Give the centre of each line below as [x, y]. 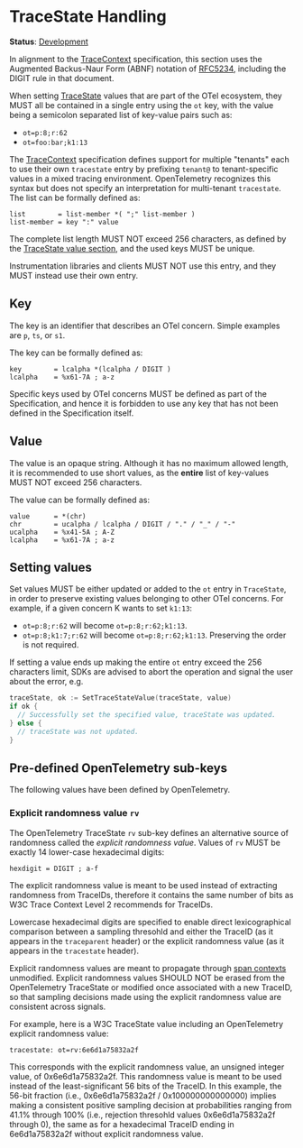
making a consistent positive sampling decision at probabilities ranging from [151, 1105]
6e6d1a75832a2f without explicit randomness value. [107, 1134]
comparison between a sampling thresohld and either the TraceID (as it [141, 932]
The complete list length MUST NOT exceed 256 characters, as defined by [148, 239]
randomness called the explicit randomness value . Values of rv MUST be [145, 842]
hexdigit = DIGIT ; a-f [54, 868]
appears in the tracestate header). [74, 951]
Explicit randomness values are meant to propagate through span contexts [148, 968]
